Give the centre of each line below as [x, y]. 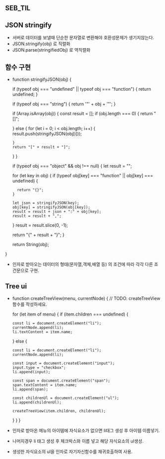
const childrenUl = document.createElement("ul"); [66, 398]
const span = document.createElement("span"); [61, 381]
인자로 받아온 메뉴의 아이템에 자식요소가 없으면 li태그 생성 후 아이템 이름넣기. [86, 430]
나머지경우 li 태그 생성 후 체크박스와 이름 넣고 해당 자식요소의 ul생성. [78, 441]
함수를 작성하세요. [29, 304]
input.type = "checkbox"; [39, 367]
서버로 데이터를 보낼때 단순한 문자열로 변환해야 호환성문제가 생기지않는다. [83, 38]
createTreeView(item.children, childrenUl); [59, 411]
